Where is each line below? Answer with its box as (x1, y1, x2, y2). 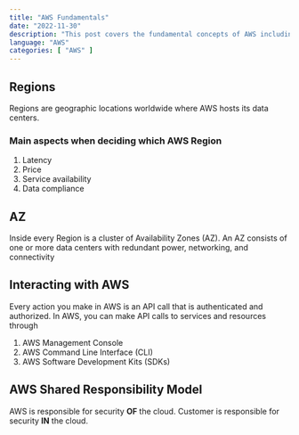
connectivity (9, 251, 55, 263)
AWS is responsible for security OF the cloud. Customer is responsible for (9, 406, 280, 416)
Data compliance (21, 184, 85, 194)
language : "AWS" (9, 37, 69, 47)
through (9, 320, 38, 331)
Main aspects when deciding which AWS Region (9, 135, 222, 147)
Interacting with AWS (9, 277, 130, 292)
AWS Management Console (21, 337, 124, 348)
